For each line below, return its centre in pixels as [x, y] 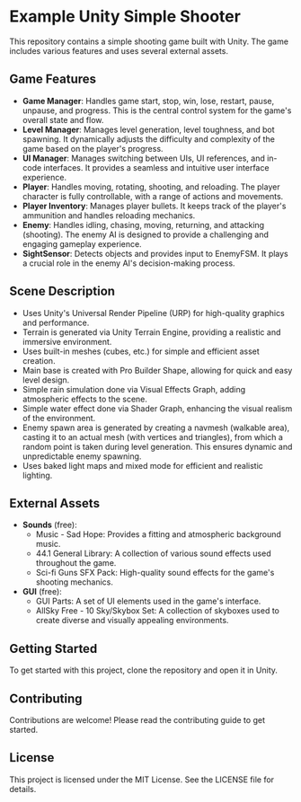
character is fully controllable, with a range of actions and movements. [153, 196]
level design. [46, 380]
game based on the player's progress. [93, 148]
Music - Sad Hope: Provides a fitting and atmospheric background [158, 534]
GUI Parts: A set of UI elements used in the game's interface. [148, 601]
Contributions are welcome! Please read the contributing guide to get [137, 720]
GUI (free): [42, 592]
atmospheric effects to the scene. [85, 399]
